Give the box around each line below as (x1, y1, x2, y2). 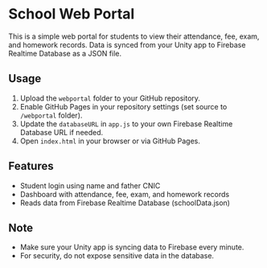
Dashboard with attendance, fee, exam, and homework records (19, 189, 230, 199)
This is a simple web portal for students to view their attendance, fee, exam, (8, 31, 260, 41)
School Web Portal (8, 5, 135, 23)
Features (8, 159, 54, 173)
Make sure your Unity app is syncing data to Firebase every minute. (19, 242, 244, 252)
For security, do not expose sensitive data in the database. (19, 251, 215, 261)
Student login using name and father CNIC (19, 180, 161, 190)
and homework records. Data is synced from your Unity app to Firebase (8, 39, 246, 49)
